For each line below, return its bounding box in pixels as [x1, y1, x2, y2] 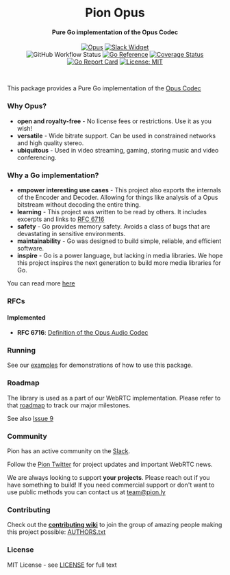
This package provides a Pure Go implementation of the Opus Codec [7, 84, 202, 92]
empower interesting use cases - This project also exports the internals [16, 186, 221, 194]
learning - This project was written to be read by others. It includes [16, 207, 207, 216]
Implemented [7, 313, 46, 322]
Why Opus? [7, 101, 47, 111]
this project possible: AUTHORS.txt [7, 528, 106, 536]
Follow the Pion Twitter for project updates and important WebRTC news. [7, 460, 214, 468]
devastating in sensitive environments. [16, 229, 126, 238]
